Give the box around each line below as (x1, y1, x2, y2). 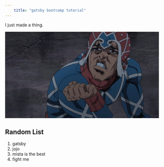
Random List (5, 127, 44, 136)
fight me (12, 156, 29, 162)
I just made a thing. (5, 22, 44, 28)
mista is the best (12, 151, 45, 157)
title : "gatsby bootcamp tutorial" (14, 8, 86, 13)
